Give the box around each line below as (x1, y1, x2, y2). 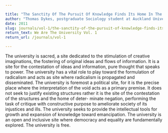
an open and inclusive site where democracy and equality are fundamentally (5, 117, 162, 122)
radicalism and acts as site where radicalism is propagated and (5, 74, 135, 80)
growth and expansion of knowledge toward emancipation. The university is (5, 111, 161, 117)
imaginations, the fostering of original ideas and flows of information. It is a (5, 58, 159, 64)
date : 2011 (5, 21, 28, 26)
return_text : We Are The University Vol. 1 (5, 30, 97, 35)
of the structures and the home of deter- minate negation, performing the (5, 95, 156, 101)
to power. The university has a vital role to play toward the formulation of (5, 69, 155, 75)
